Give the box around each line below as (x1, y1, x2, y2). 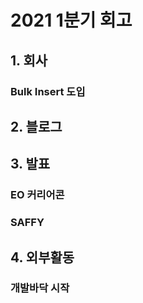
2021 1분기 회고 (10, 9, 133, 32)
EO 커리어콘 (10, 188, 65, 202)
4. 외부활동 (10, 249, 75, 266)
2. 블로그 (10, 118, 63, 135)
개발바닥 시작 (10, 281, 70, 295)
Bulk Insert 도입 (10, 84, 86, 98)
